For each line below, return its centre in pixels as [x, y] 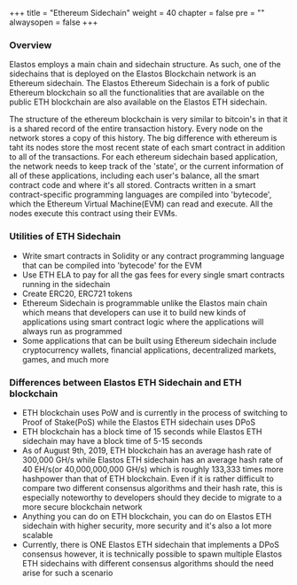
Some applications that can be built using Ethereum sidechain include [149, 340]
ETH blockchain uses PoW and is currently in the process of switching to [155, 412]
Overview [31, 45]
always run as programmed [72, 331]
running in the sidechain [66, 284]
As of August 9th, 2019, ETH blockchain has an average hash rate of [147, 450]
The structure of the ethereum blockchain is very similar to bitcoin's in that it [148, 120]
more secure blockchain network [82, 507]
